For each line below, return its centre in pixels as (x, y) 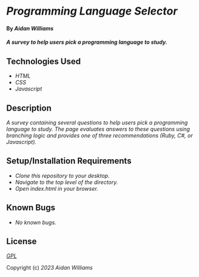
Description (29, 108)
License (22, 241)
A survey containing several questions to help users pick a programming (97, 122)
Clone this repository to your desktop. (62, 176)
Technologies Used (43, 61)
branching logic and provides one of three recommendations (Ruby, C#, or (99, 135)
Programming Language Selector (92, 11)
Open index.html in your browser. (56, 188)
